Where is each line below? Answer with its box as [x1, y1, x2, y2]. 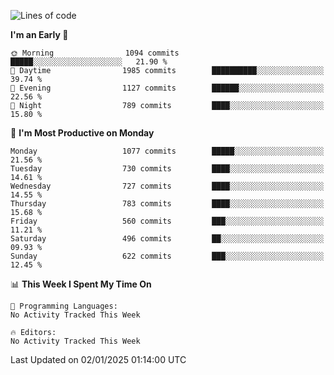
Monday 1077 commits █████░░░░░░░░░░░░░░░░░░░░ [10, 146, 325, 156]
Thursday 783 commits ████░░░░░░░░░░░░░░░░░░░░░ [10, 199, 325, 209]
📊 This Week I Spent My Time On [10, 278, 152, 290]
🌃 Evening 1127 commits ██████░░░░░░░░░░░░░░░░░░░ [10, 83, 325, 93]
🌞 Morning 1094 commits [10, 48, 180, 58]
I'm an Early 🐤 [10, 29, 69, 40]
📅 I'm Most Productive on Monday [10, 127, 155, 139]
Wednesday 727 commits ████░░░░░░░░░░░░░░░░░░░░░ [10, 181, 325, 191]
